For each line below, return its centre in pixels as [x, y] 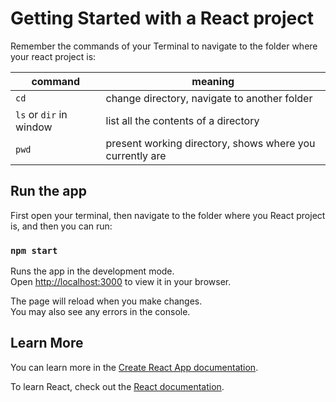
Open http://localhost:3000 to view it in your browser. [121, 282]
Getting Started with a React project [162, 18]
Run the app [48, 191]
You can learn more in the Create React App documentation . [134, 367]
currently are [136, 155]
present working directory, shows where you [210, 143]
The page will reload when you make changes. [106, 301]
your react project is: [53, 56]
